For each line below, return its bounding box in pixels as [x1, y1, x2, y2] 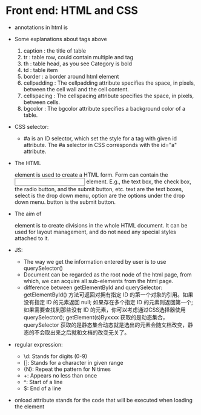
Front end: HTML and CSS [5, 4, 139, 18]
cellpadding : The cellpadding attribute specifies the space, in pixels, [23, 79, 196, 87]
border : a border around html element [23, 73, 119, 80]
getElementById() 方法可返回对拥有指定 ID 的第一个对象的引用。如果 [23, 291, 194, 298]
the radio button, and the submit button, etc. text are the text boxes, [14, 185, 183, 192]
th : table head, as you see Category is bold [23, 60, 133, 67]
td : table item [23, 66, 58, 73]
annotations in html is [14, 24, 68, 31]
